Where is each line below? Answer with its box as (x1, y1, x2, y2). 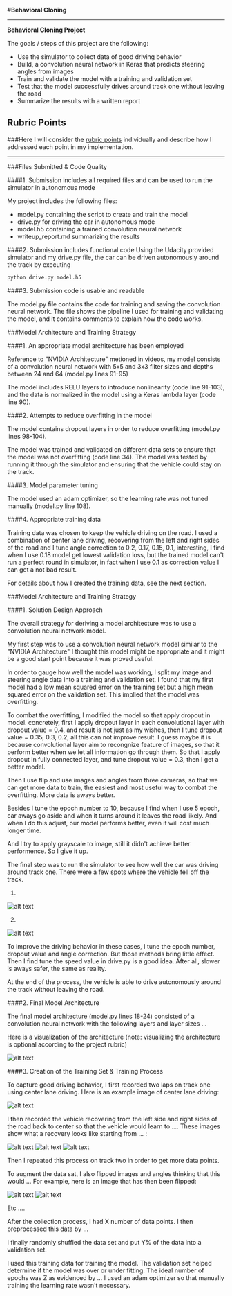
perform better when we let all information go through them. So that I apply (7, 748, 221, 756)
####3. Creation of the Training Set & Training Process (7, 1067, 164, 1075)
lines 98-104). (7, 432, 47, 440)
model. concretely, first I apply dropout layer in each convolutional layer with (7, 718, 225, 726)
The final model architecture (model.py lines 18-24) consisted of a (7, 1012, 195, 1020)
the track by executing (7, 260, 71, 269)
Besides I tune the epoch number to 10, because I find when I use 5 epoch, (7, 804, 220, 812)
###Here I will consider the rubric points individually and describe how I (7, 135, 212, 143)
